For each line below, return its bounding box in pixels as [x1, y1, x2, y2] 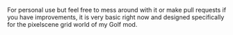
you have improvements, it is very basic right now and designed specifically [7, 13, 225, 21]
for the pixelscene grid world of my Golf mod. [7, 21, 138, 28]
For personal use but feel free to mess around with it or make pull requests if [7, 6, 227, 14]
